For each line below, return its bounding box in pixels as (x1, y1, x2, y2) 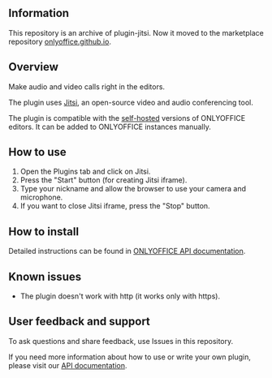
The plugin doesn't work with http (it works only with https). (19, 291, 221, 301)
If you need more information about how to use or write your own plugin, (8, 352, 252, 362)
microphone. (19, 192, 63, 202)
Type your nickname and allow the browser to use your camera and (19, 184, 246, 194)
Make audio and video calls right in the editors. (8, 81, 165, 92)
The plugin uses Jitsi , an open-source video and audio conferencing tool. (8, 97, 253, 107)
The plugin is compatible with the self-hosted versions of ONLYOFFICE (8, 113, 246, 122)
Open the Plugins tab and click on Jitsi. (19, 166, 151, 177)
